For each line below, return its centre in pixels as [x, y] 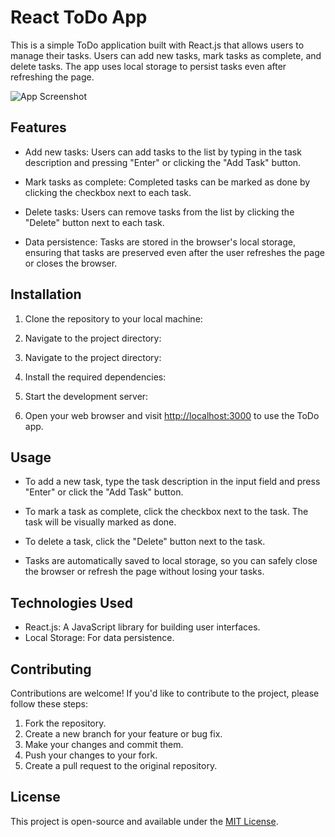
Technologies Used [71, 602]
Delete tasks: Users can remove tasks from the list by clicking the [159, 212]
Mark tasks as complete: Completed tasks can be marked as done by [167, 182]
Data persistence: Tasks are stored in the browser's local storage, [160, 242]
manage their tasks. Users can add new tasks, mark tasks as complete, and [166, 55]
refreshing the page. [52, 77]
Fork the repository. [65, 723]
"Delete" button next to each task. [94, 222]
